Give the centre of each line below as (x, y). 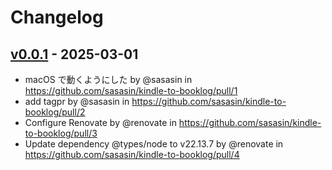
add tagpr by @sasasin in (77, 101)
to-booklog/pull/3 (61, 133)
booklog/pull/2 (55, 112)
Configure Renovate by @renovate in (100, 122)
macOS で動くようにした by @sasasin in (108, 79)
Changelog (57, 17)
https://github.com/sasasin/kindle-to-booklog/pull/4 (132, 154)
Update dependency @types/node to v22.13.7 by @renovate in (154, 144)
